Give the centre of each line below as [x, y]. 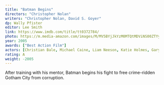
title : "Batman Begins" [29, 9]
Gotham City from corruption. [35, 78]
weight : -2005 [20, 59]
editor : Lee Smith [24, 28]
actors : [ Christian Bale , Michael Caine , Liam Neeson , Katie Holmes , [77, 50]
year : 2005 [16, 41]
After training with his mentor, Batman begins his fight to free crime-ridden [80, 72]
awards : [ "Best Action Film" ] [36, 45]
